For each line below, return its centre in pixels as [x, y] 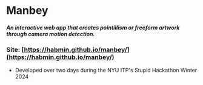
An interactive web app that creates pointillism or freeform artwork [93, 27]
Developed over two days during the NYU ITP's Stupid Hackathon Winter [106, 71]
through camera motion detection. [51, 34]
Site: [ [15, 49]
